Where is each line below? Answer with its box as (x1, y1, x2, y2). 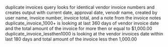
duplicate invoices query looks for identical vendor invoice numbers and (5, 4, 155, 10)
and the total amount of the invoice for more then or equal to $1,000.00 (5, 25, 152, 31)
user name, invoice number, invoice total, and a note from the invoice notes (5, 15, 161, 20)
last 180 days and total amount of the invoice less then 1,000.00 (5, 36, 137, 42)
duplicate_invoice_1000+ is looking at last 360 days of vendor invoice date (5, 20, 159, 26)
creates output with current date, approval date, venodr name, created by (5, 9, 157, 15)
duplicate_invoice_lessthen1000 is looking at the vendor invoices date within (5, 31, 163, 36)
